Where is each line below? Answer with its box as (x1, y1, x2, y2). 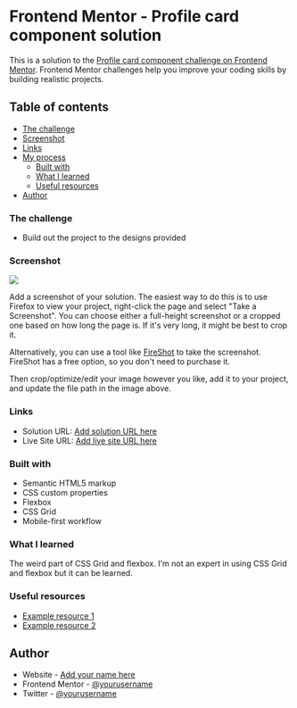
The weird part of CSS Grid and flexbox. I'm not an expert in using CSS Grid (9, 558, 287, 569)
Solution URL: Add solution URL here (21, 426, 158, 437)
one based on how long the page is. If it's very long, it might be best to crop (9, 320, 288, 331)
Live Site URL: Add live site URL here (21, 435, 158, 446)
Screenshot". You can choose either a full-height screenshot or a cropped (9, 311, 281, 321)
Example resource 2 (21, 620, 96, 630)
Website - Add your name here (21, 670, 136, 680)
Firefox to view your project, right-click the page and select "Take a (9, 301, 257, 312)
